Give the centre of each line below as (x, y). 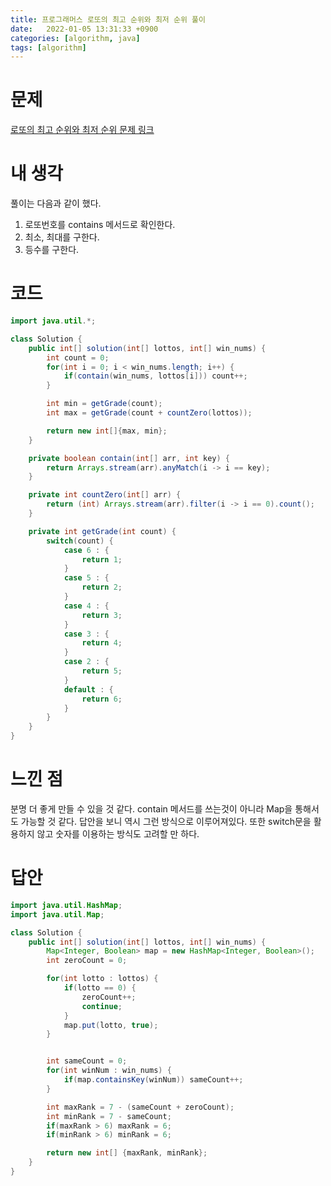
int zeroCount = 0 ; (87, 961)
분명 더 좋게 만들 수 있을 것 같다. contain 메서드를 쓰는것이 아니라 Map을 (151, 809)
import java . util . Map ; (57, 914)
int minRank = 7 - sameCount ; (109, 1116)
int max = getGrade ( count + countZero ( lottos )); (149, 413)
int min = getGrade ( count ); (104, 404)
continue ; (102, 1006)
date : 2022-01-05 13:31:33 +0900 (84, 29)
